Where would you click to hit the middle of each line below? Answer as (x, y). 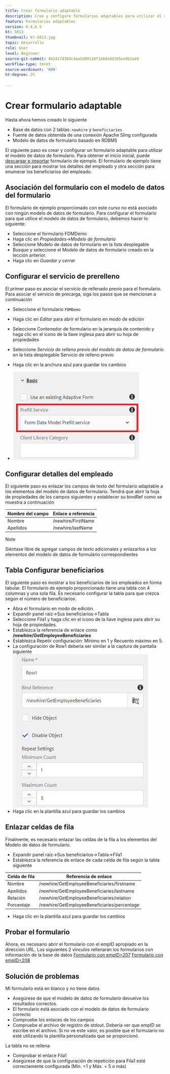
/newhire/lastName (73, 528)
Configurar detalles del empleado (59, 474)
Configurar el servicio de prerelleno (62, 277)
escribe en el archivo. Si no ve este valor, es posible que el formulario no (88, 1030)
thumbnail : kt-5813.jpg (30, 37)
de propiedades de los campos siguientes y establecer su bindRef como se (84, 497)
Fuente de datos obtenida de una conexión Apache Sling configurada (85, 135)
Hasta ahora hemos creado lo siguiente (46, 119)
